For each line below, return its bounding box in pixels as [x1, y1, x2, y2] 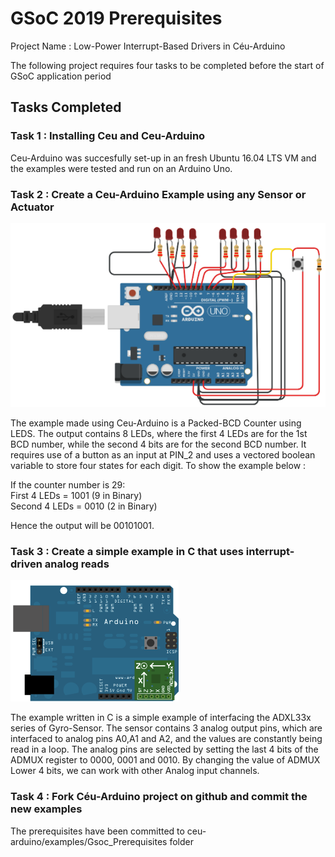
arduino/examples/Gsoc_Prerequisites [10, 835, 168, 847]
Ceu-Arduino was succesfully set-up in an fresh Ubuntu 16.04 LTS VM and [10, 152, 317, 164]
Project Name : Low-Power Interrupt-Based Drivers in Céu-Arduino [10, 40, 286, 52]
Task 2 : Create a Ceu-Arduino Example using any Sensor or [10, 187, 307, 201]
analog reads [44, 557, 110, 571]
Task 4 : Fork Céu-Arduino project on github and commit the [10, 790, 308, 804]
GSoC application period [10, 70, 112, 82]
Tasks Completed [10, 99, 122, 116]
